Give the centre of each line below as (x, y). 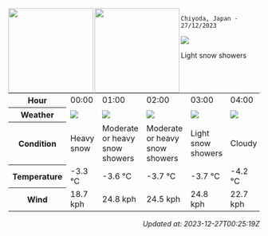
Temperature (37, 176)
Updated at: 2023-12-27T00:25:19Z (201, 223)
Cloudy (244, 143)
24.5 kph (164, 199)
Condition (38, 144)
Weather (37, 115)
